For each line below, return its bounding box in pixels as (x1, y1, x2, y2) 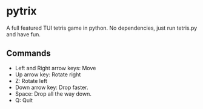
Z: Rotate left (15, 77, 47, 84)
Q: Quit (15, 96, 33, 104)
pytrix (6, 4, 38, 18)
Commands (6, 48, 52, 59)
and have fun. (6, 30, 41, 38)
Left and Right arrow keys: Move (15, 64, 96, 71)
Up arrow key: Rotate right (15, 71, 81, 78)
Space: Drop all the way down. (15, 90, 92, 97)
